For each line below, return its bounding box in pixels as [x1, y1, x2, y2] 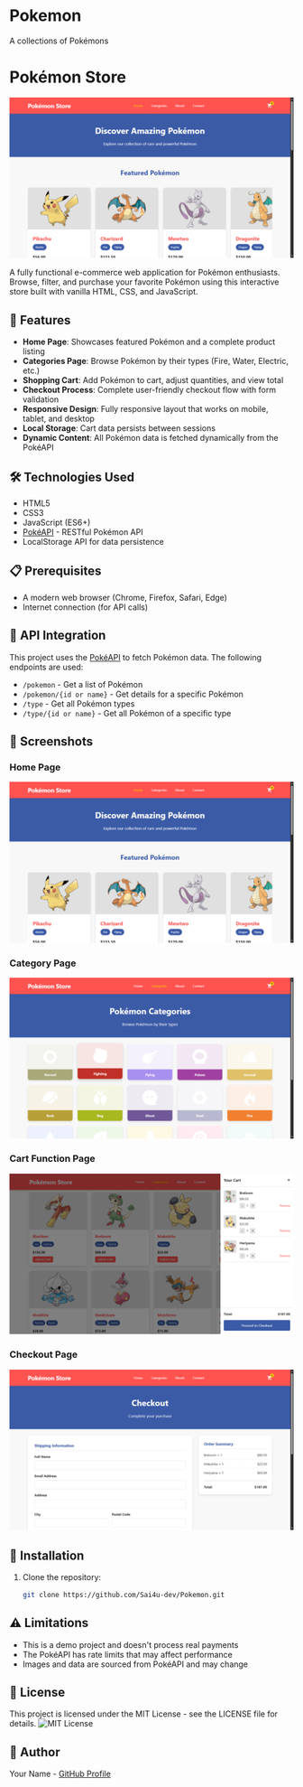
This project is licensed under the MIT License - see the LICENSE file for [9, 1708, 278, 1719]
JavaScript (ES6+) [22, 517, 91, 528]
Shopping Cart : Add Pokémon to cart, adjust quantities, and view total [22, 375, 284, 386]
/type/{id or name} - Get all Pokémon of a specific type [22, 707, 232, 718]
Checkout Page [9, 1348, 78, 1361]
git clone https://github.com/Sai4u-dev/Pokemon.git [22, 1590, 225, 1599]
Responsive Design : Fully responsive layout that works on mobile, [22, 404, 269, 415]
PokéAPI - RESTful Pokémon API [22, 526, 143, 538]
